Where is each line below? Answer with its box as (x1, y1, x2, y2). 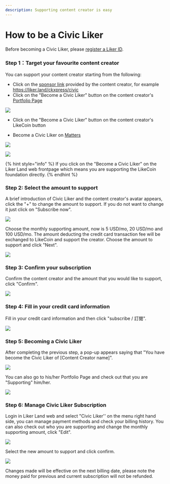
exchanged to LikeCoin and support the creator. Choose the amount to (5, 237, 153, 243)
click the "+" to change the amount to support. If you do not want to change (5, 201, 164, 207)
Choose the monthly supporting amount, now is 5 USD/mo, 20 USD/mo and (5, 226, 163, 232)
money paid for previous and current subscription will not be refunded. (5, 473, 153, 479)
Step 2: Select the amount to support (5, 184, 98, 191)
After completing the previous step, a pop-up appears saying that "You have (5, 349, 165, 355)
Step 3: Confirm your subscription (5, 264, 91, 271)
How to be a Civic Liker (5, 29, 104, 41)
